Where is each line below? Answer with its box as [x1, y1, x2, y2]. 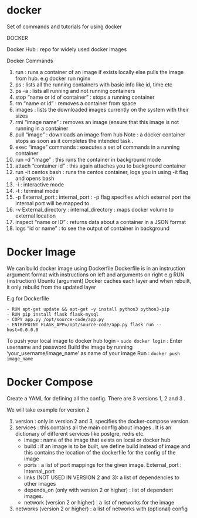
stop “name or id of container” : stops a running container [15, 93, 155, 101]
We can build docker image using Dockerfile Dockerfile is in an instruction [6, 265, 185, 272]
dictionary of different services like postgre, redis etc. [15, 430, 145, 437]
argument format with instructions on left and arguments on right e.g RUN [6, 271, 185, 278]
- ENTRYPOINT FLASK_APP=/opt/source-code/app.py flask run [6, 322, 154, 327]
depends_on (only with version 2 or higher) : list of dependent [23, 486, 174, 493]
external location [15, 212, 56, 219]
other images [23, 480, 56, 487]
